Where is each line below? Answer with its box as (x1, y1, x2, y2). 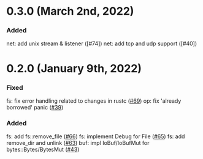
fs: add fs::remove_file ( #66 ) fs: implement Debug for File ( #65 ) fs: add (6, 133, 185, 140)
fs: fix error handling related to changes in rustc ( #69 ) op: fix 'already (6, 97, 182, 105)
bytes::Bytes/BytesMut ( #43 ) (6, 146, 80, 153)
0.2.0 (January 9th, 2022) (6, 61, 142, 75)
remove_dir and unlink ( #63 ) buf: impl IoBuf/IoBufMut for (6, 139, 150, 147)
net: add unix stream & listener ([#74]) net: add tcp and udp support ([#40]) (6, 40, 197, 47)
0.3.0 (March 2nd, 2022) (6, 4, 134, 18)
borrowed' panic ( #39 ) (6, 103, 64, 111)
